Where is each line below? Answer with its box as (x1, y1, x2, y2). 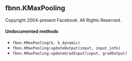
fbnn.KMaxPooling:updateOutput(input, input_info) (12, 46, 121, 51)
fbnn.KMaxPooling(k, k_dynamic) (12, 41, 80, 46)
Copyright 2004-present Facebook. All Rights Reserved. (5, 17, 121, 23)
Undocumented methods (5, 28, 59, 34)
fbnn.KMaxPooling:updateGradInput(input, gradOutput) (12, 51, 127, 56)
